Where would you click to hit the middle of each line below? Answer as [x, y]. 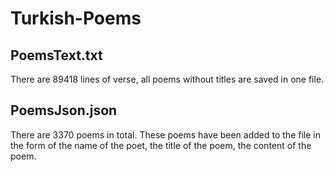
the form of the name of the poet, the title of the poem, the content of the [161, 145]
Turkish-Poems [76, 18]
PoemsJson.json [64, 110]
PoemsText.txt [56, 55]
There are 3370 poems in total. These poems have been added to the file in [165, 134]
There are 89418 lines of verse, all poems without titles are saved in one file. [167, 79]
